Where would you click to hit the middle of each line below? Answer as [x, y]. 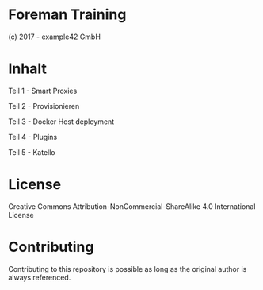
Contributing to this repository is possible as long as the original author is [128, 269]
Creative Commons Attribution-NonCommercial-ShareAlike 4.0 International [132, 206]
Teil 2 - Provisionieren [44, 106]
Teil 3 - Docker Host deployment [61, 122]
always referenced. [40, 277]
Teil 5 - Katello [32, 152]
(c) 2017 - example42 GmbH [55, 37]
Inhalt [28, 69]
